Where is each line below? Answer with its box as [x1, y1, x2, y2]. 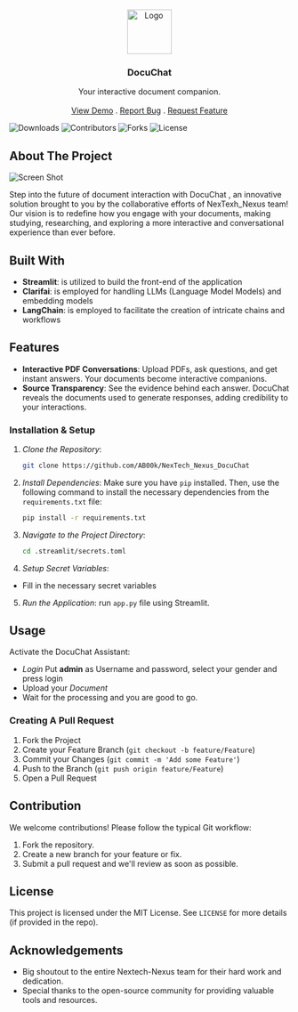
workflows [21, 314, 61, 325]
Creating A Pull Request [9, 715, 114, 727]
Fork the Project [21, 734, 82, 745]
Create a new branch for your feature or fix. [21, 848, 182, 859]
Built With [9, 253, 65, 268]
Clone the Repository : [21, 444, 102, 455]
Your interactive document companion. [78, 86, 221, 97]
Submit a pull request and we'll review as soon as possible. [21, 858, 238, 869]
